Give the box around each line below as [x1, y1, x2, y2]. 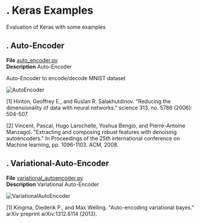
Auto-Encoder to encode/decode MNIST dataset [6, 74, 126, 81]
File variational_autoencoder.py [6, 174, 84, 181]
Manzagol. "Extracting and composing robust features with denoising [6, 128, 177, 135]
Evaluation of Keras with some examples [6, 23, 106, 30]
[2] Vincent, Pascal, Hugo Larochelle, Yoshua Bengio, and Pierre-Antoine [6, 122, 186, 129]
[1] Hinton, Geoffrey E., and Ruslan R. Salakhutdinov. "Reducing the [6, 97, 171, 105]
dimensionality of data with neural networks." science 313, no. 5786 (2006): [6, 104, 193, 111]
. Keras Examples [6, 4, 94, 17]
